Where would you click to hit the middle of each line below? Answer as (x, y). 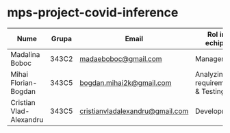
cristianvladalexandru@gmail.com (134, 111)
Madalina (25, 54)
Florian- (24, 82)
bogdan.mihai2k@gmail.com (126, 82)
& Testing (210, 91)
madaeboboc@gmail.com (121, 58)
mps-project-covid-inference (93, 13)
